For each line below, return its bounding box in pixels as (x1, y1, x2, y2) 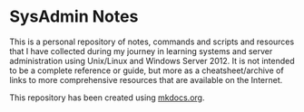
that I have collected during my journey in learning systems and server (9, 45, 273, 56)
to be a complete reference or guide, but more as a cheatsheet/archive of (9, 65, 284, 76)
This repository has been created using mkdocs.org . (9, 92, 205, 103)
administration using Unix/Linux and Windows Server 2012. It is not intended (9, 55, 295, 66)
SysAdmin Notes (9, 6, 139, 27)
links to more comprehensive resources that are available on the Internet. (9, 74, 283, 85)
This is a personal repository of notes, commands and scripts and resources (9, 36, 295, 47)
